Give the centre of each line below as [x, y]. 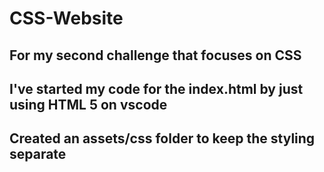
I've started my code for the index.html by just [156, 88]
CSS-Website [66, 18]
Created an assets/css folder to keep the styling [162, 138]
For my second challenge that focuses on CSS [155, 55]
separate [38, 154]
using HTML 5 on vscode [88, 104]
